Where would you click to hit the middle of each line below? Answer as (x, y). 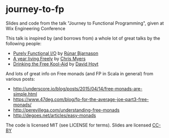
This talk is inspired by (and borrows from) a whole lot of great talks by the (83, 38)
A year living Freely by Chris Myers (49, 58)
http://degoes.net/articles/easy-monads (54, 115)
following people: (24, 43)
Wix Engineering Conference (36, 28)
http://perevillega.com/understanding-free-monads (66, 110)
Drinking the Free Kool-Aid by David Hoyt (56, 64)
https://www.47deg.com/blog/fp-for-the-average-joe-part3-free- (81, 99)
